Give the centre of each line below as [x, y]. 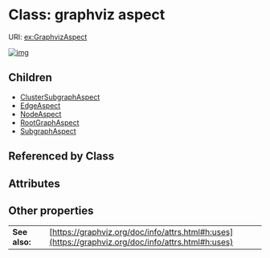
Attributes [34, 183]
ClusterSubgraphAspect [60, 97]
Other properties [51, 210]
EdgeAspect [40, 105]
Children [30, 78]
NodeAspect [41, 114]
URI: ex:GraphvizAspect [48, 37]
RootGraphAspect [49, 123]
